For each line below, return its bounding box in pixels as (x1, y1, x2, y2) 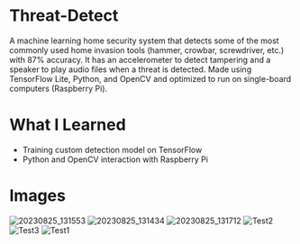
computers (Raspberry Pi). (9, 83, 108, 94)
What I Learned (9, 114, 126, 135)
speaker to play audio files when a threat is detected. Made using (9, 64, 252, 75)
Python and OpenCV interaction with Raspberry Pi (22, 154, 209, 165)
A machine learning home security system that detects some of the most (9, 35, 279, 46)
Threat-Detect (9, 5, 119, 26)
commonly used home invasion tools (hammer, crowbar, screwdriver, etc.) (9, 44, 285, 55)
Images (9, 185, 66, 206)
